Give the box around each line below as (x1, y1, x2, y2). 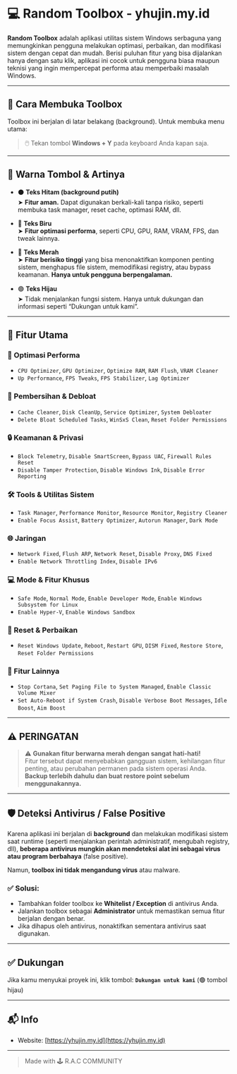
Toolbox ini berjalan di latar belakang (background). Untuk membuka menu (7, 117, 224, 126)
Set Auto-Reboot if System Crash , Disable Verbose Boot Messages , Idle (17, 696, 227, 705)
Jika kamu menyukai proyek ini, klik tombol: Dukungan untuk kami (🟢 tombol (7, 976, 228, 984)
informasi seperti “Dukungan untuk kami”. (17, 302, 139, 311)
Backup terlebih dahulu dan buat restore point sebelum (24, 772, 190, 780)
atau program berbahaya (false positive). (7, 852, 128, 860)
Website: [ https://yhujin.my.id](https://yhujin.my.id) (17, 1036, 166, 1044)
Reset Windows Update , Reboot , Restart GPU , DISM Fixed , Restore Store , (17, 641, 224, 650)
